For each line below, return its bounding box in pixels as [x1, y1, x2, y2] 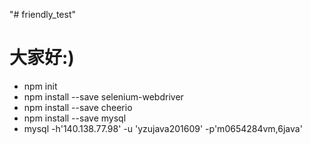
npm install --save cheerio [23, 101, 133, 113]
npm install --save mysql [23, 112, 127, 124]
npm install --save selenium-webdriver [23, 90, 184, 103]
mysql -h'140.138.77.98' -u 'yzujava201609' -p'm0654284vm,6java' [23, 122, 303, 134]
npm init [23, 80, 58, 92]
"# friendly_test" [9, 9, 77, 20]
